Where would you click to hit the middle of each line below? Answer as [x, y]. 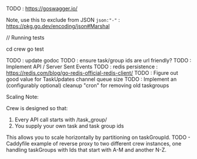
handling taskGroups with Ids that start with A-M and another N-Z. [86, 150]
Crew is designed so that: [37, 108]
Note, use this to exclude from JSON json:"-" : [63, 20]
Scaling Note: [23, 97]
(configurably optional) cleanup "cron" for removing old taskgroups [88, 85]
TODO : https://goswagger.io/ [42, 9]
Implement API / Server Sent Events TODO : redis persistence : [82, 67]
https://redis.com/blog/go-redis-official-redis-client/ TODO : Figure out [92, 73]
